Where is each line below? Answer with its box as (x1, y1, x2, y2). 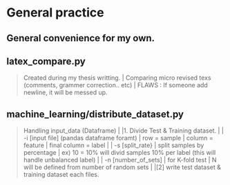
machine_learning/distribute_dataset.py (6, 108, 184, 120)
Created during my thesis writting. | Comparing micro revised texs (23, 74, 211, 82)
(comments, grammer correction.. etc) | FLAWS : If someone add (23, 81, 208, 89)
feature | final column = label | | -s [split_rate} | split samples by (23, 141, 204, 149)
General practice (6, 5, 104, 21)
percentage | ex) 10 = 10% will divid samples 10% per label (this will (23, 149, 216, 157)
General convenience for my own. (6, 32, 155, 44)
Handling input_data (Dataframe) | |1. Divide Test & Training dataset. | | (23, 127, 224, 135)
